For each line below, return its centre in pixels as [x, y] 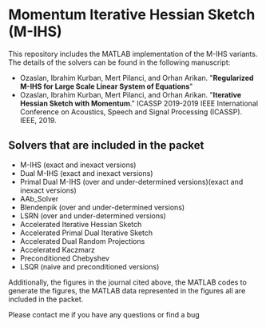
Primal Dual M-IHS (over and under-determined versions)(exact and [131, 181]
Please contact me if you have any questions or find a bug [104, 314]
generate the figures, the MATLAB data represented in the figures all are [127, 290]
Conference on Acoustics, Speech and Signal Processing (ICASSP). [131, 112]
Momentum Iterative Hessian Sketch [132, 15]
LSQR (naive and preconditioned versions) [89, 266]
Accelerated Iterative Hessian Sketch [81, 224]
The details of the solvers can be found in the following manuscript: [119, 62]
